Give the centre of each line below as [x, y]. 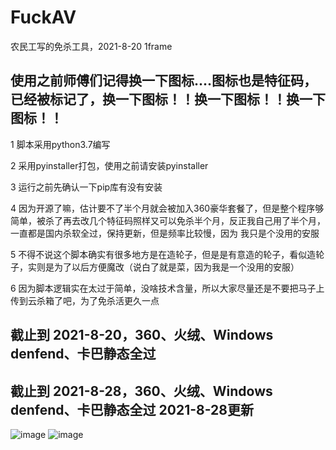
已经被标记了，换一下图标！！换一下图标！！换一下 [168, 99]
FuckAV [43, 17]
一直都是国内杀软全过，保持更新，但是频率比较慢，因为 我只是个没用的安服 [165, 233]
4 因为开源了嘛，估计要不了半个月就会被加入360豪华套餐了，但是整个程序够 [167, 208]
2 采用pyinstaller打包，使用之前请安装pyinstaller [109, 165]
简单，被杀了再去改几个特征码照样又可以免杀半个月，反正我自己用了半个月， [168, 220]
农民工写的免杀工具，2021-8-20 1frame [91, 46]
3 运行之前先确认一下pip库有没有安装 [86, 187]
